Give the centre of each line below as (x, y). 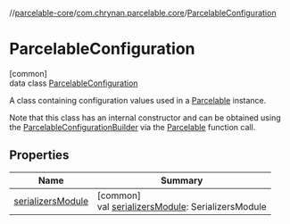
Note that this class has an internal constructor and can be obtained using (145, 117)
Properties (39, 155)
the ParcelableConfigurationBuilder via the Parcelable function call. (133, 127)
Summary (182, 180)
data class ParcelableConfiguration (74, 83)
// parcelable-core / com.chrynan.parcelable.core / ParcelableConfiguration (143, 13)
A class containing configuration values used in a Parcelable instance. (138, 100)
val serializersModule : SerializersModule (182, 206)
